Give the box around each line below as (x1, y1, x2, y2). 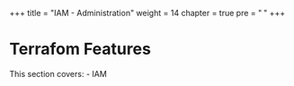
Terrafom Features (9, 39, 151, 59)
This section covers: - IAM (9, 68, 108, 79)
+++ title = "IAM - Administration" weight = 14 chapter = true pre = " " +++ (9, 8, 286, 18)
